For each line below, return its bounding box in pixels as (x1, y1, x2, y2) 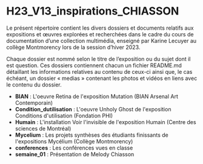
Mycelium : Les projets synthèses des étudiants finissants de (15, 131, 168, 139)
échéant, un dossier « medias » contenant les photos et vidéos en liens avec (6, 74, 198, 82)
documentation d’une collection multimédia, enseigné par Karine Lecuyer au (6, 37, 197, 44)
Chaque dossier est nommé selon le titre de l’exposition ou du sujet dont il (6, 55, 191, 62)
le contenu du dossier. (6, 80, 62, 88)
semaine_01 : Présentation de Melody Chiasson (15, 150, 135, 158)
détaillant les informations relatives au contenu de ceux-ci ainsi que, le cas (6, 68, 193, 75)
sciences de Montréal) (15, 125, 72, 132)
